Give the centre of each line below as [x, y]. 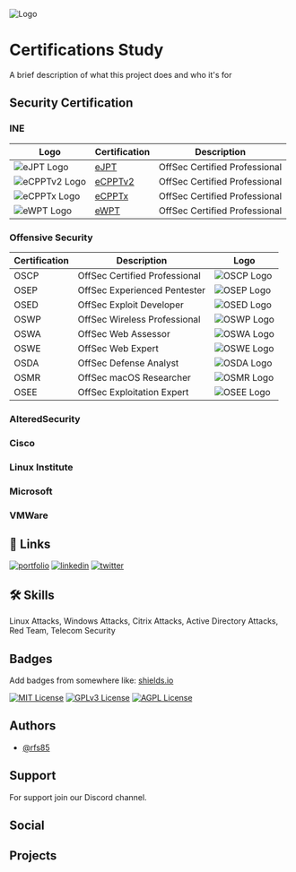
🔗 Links [30, 544]
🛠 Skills [32, 595]
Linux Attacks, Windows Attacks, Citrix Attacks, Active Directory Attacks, [144, 621]
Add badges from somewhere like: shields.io [91, 680]
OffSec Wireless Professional [139, 319]
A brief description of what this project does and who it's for [121, 74]
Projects [33, 856]
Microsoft [31, 491]
